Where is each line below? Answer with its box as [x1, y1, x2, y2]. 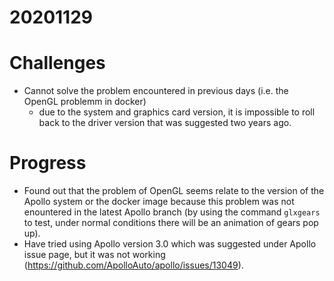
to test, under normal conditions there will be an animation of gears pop [23, 217, 319, 229]
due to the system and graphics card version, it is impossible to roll [38, 106, 316, 118]
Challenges [9, 52, 106, 75]
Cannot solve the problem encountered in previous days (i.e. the [23, 85, 289, 97]
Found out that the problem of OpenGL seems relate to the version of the [23, 185, 325, 197]
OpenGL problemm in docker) [23, 96, 147, 108]
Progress [9, 152, 87, 175]
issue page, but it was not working [23, 249, 166, 261]
